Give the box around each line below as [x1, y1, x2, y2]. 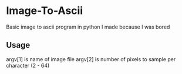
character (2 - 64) [6, 62, 50, 69]
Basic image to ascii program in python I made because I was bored [6, 23, 170, 30]
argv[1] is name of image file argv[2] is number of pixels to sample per [6, 55, 176, 62]
